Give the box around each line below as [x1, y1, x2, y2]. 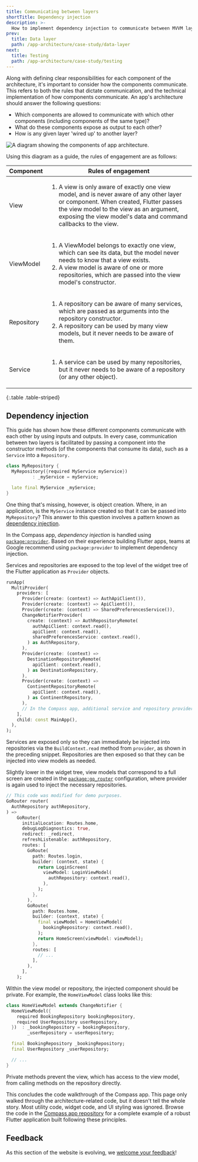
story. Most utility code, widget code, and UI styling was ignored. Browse [6, 1103, 184, 1111]
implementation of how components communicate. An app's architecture [6, 93, 183, 101]
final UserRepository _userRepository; [11, 1046, 110, 1053]
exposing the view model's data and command [58, 212, 188, 221]
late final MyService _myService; [11, 484, 96, 491]
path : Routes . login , [32, 853, 83, 859]
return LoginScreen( [37, 864, 88, 870]
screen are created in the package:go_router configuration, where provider [6, 775, 187, 782]
